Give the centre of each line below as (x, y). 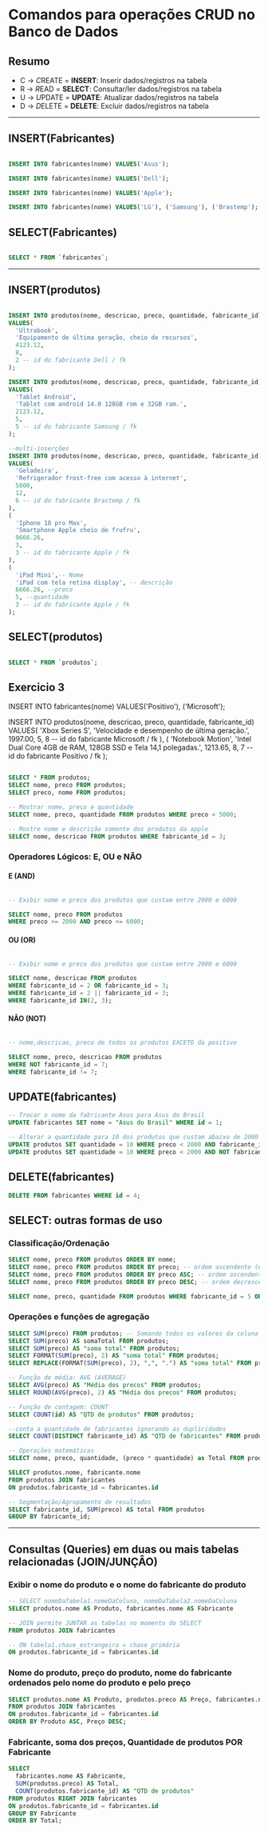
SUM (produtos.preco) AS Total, (67, 1784)
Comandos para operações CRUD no (132, 15)
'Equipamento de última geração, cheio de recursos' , (106, 338)
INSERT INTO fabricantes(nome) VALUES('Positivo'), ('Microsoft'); (117, 706)
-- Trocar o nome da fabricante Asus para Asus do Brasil (106, 1115)
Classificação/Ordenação (59, 1243)
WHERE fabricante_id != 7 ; (53, 1072)
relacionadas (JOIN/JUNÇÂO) (83, 1562)
